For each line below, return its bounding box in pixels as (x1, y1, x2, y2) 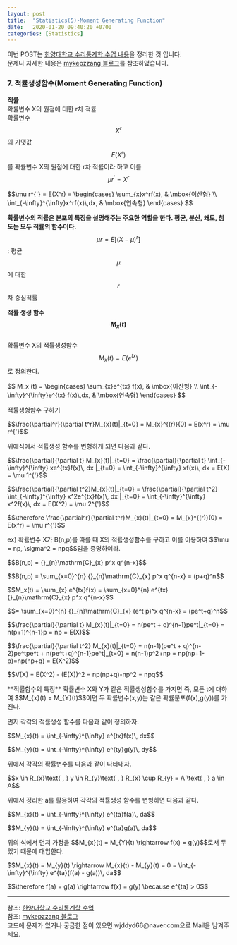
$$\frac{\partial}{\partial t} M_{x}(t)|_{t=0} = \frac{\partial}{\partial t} (7, 456, 207, 465)
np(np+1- (177, 650, 205, 658)
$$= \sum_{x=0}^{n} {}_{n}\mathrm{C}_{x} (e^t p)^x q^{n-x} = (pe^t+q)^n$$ (7, 607, 228, 616)
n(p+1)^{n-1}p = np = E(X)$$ (7, 628, 90, 637)
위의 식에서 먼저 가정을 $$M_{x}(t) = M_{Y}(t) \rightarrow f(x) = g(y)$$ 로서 (7, 839, 220, 847)
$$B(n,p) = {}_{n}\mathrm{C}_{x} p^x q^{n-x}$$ (7, 559, 147, 567)
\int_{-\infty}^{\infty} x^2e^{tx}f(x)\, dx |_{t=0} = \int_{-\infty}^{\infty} (7, 492, 206, 501)
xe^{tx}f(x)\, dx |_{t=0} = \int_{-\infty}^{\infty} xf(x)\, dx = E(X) (49, 463, 230, 472)
